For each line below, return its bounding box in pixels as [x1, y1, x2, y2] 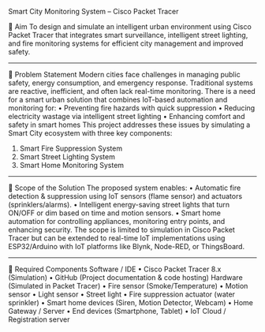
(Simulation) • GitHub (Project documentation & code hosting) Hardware [8, 273, 243, 282]
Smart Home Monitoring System [19, 161, 125, 170]
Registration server [8, 315, 70, 324]
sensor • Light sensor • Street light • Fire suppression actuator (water [8, 289, 235, 299]
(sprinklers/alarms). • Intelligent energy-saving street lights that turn [8, 200, 230, 209]
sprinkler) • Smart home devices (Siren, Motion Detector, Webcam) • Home [8, 298, 254, 307]
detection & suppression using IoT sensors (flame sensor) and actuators [8, 192, 243, 200]
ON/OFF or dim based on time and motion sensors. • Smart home [8, 208, 221, 218]
